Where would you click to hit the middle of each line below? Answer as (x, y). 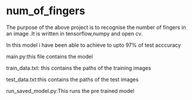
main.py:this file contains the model (49, 56)
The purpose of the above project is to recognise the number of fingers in (96, 27)
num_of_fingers (46, 11)
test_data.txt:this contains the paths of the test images (73, 79)
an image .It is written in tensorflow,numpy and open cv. (74, 33)
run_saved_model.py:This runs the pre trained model (70, 91)
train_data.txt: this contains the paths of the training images (79, 68)
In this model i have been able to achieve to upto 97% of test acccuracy (94, 45)
